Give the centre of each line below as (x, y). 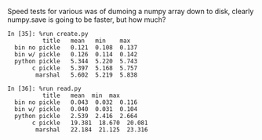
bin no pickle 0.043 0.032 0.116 (76, 102)
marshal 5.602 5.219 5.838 (87, 75)
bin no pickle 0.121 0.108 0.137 (76, 48)
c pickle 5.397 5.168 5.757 (85, 68)
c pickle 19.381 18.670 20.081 (90, 123)
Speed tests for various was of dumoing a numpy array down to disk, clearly (131, 11)
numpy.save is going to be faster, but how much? (87, 20)
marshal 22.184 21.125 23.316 (92, 130)
